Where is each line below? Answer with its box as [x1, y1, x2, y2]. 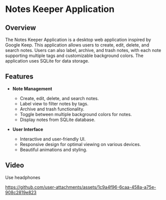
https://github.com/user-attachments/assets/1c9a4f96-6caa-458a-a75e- [5, 184, 156, 190]
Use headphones [5, 174, 40, 180]
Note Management [12, 85, 52, 91]
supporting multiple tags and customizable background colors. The [5, 52, 143, 58]
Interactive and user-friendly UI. [19, 136, 86, 142]
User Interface [12, 126, 43, 132]
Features [5, 72, 33, 81]
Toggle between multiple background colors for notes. [19, 111, 132, 117]
